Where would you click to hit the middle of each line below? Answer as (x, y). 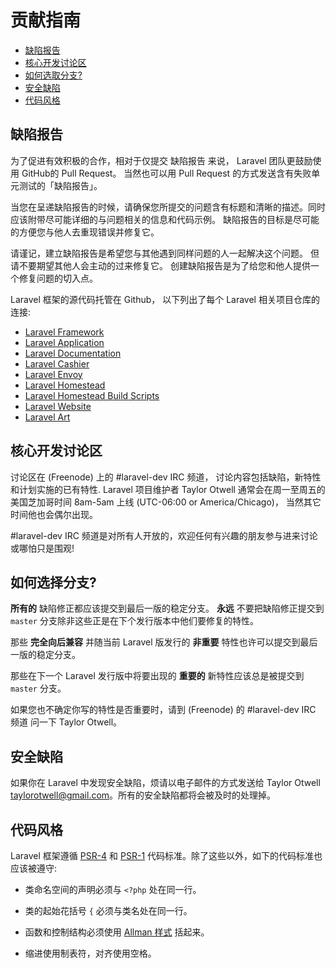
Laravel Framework (64, 332)
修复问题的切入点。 (58, 278)
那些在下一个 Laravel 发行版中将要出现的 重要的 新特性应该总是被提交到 (157, 676)
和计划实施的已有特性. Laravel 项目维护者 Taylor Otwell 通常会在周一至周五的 (168, 489)
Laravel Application (64, 342)
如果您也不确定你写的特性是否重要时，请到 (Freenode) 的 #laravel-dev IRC (163, 710)
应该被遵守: (34, 868)
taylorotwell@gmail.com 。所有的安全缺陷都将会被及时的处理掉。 (143, 795)
